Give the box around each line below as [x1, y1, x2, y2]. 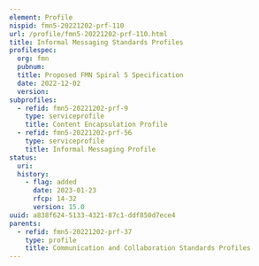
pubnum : [17, 63, 46, 72]
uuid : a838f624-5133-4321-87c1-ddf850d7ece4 [9, 210, 176, 220]
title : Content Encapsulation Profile [25, 121, 168, 129]
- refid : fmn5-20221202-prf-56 [17, 129, 133, 137]
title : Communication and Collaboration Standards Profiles [25, 244, 251, 253]
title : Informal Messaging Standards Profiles [9, 37, 184, 47]
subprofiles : [9, 95, 57, 105]
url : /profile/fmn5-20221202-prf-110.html [9, 29, 168, 38]
